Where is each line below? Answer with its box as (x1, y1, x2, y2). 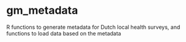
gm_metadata (6, 4, 78, 17)
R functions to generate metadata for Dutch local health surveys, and (6, 23, 180, 31)
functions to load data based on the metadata (6, 29, 121, 37)
